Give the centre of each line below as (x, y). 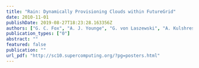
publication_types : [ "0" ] (38, 34)
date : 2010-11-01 (28, 17)
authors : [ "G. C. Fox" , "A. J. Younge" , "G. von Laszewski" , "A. (88, 28)
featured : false (26, 45)
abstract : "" (22, 39)
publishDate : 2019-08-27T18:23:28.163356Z (59, 22)
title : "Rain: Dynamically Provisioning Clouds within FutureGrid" (91, 12)
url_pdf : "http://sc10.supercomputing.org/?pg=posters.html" (83, 56)
